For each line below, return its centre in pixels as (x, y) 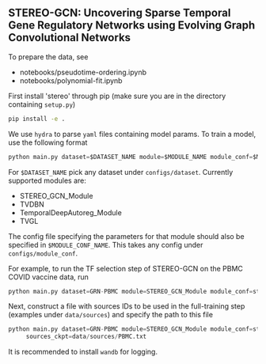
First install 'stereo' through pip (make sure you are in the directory (117, 96)
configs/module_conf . (43, 253)
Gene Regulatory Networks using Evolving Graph (132, 26)
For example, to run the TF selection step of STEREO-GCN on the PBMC (126, 268)
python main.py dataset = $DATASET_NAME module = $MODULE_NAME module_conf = (131, 157)
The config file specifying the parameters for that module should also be (126, 236)
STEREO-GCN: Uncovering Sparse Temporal (120, 13)
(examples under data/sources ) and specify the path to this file (111, 315)
